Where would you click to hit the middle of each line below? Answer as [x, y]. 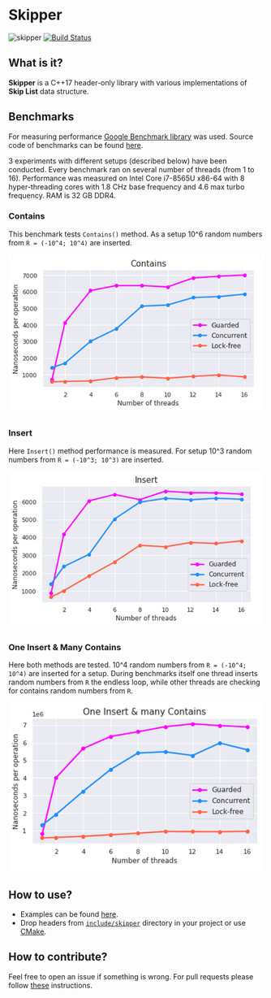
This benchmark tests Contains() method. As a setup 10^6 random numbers [135, 234]
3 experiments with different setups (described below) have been [118, 161]
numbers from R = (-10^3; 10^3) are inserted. [86, 459]
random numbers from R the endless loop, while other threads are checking [135, 682]
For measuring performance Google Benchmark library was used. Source [131, 137]
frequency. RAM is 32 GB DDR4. [62, 195]
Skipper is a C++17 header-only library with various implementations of [128, 82]
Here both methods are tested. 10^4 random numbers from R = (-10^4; [127, 665]
